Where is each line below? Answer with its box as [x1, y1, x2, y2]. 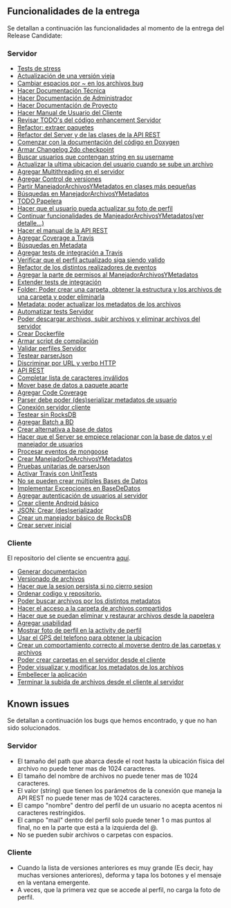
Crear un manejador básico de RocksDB [17, 514, 131, 522]
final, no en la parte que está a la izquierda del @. [17, 823, 158, 831]
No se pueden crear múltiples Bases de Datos [17, 477, 148, 485]
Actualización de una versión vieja [17, 72, 115, 80]
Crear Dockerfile [17, 329, 65, 338]
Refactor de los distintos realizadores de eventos [17, 263, 157, 272]
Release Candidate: [7, 31, 63, 40]
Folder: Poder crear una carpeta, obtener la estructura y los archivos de [17, 286, 222, 294]
